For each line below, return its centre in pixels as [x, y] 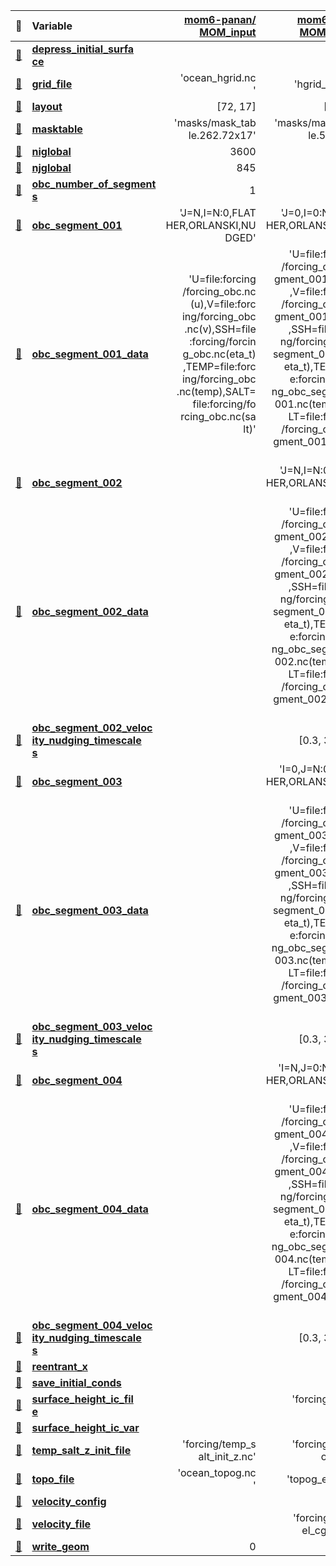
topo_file [53, 1479]
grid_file [52, 84]
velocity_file [61, 1524]
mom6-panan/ [220, 19]
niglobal [51, 151]
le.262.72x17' [222, 135]
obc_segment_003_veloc [92, 1026]
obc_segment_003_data [90, 910]
